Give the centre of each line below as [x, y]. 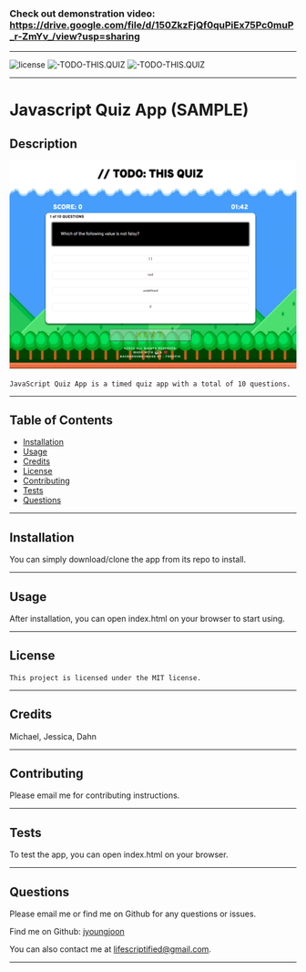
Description [43, 144]
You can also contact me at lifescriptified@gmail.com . [111, 949]
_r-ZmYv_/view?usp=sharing [75, 36]
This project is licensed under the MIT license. [106, 677]
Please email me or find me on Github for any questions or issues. [133, 914]
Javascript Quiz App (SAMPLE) [129, 110]
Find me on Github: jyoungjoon [67, 932]
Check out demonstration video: [82, 14]
